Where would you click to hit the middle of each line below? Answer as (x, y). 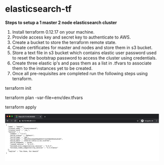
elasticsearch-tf (38, 9)
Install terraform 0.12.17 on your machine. (53, 32)
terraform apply (21, 107)
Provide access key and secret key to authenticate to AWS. (71, 37)
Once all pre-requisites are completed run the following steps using (80, 73)
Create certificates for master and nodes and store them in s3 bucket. (82, 47)
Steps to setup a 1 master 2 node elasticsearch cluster (61, 22)
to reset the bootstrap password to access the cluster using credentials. (84, 58)
